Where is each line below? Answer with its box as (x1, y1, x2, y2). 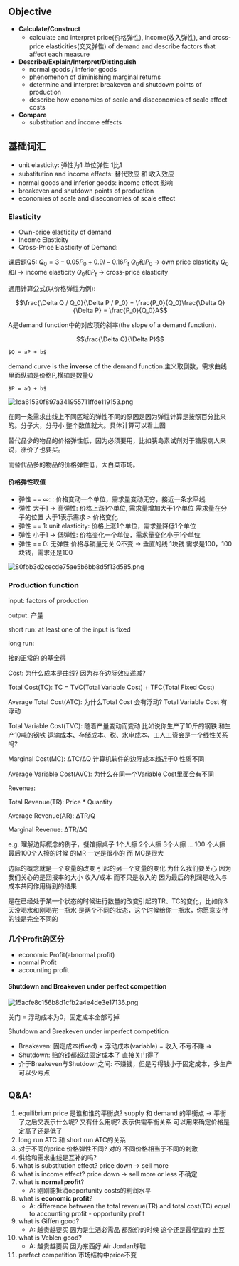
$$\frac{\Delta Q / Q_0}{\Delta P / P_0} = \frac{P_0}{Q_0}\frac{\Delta (15, 298, 216, 307)
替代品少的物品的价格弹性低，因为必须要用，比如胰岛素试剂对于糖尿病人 (8, 436, 220, 445)
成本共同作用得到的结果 (8, 882, 77, 890)
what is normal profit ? (18, 1178, 85, 1186)
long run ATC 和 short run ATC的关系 (18, 1136, 127, 1144)
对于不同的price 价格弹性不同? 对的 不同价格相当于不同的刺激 (18, 1144, 198, 1153)
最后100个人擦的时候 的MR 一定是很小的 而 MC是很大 (8, 849, 164, 858)
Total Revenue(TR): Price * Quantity (8, 798, 113, 807)
